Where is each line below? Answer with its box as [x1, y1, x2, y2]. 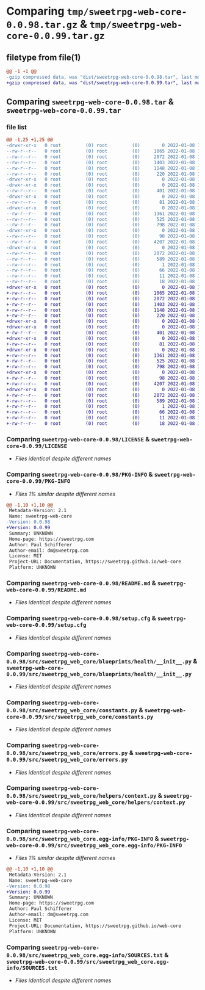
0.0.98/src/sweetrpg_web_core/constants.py [6, 707, 138, 714]
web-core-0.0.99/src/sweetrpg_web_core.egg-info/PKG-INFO [6, 842, 182, 849]
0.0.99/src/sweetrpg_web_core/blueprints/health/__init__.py [6, 670, 192, 677]
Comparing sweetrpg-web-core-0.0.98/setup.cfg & [6, 614, 157, 623]
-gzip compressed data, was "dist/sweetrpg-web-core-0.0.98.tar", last [6, 74, 192, 80]
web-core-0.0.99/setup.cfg [6, 621, 87, 629]
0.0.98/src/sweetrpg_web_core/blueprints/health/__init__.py [6, 658, 192, 665]
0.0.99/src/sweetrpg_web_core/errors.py [6, 756, 128, 764]
